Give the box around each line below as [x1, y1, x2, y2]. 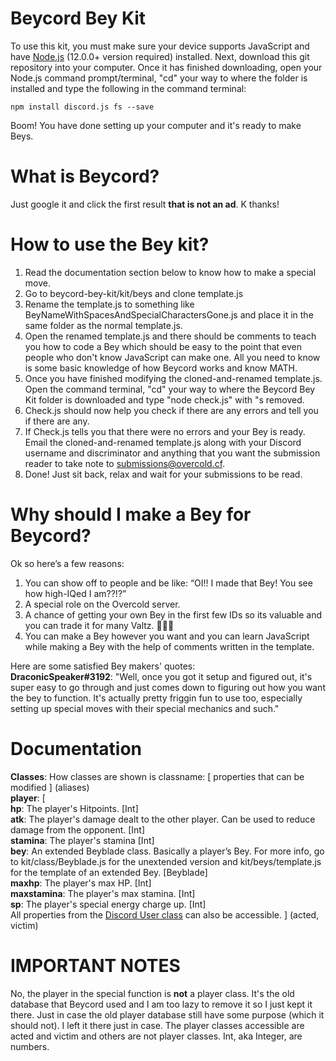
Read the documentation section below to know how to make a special [24, 266, 317, 278]
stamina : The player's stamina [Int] [10, 834, 155, 846]
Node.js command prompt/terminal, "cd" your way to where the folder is [10, 72, 308, 84]
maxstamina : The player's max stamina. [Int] [10, 887, 196, 899]
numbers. [10, 1040, 50, 1052]
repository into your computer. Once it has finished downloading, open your [10, 61, 323, 73]
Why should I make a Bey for [10, 503, 252, 526]
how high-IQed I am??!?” [24, 587, 127, 599]
